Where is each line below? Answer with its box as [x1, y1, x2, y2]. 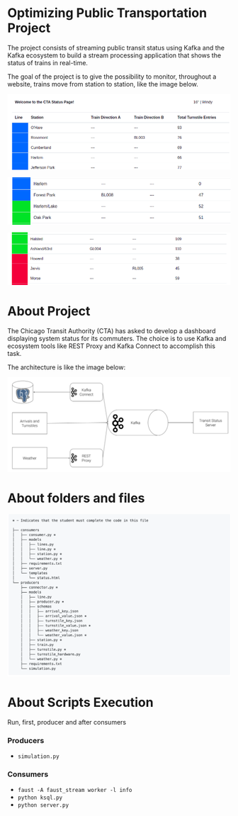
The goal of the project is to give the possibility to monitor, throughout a [7, 72, 217, 81]
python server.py [17, 802, 69, 809]
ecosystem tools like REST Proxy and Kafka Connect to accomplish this [7, 342, 216, 350]
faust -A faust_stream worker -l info [17, 787, 132, 794]
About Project [7, 303, 91, 320]
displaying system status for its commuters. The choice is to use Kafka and [7, 335, 227, 343]
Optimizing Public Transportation [7, 5, 208, 21]
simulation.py [17, 753, 59, 760]
